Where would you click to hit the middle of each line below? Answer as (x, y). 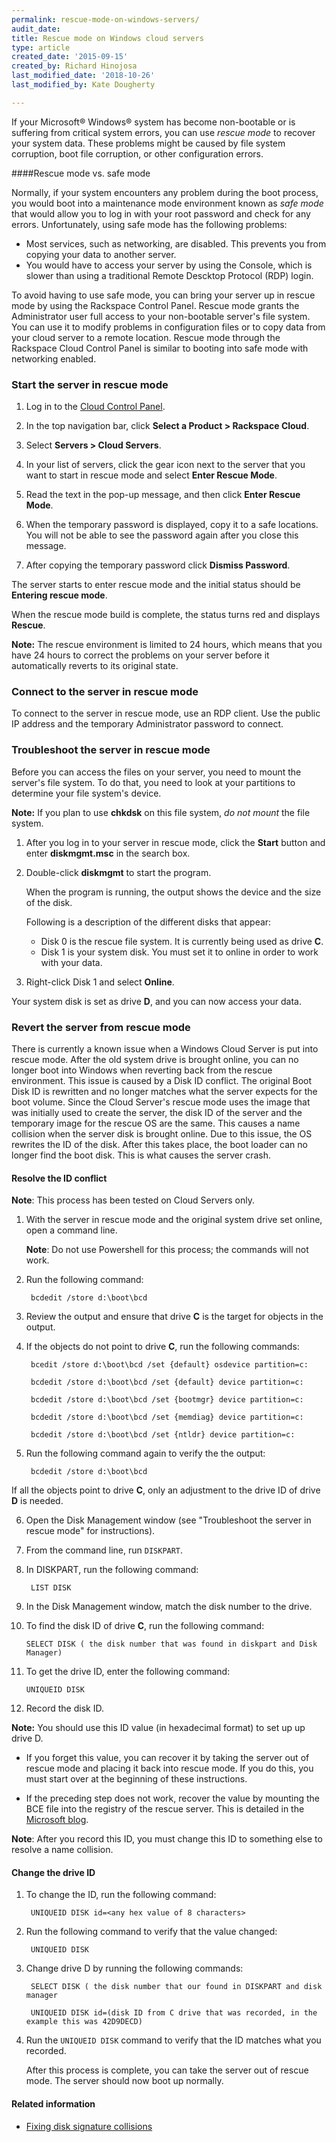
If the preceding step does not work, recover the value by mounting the (172, 1798)
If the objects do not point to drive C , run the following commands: (162, 1347)
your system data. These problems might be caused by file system (148, 143)
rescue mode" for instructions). (90, 1531)
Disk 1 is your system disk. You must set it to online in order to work (179, 952)
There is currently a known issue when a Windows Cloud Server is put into (165, 1048)
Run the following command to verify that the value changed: (151, 1932)
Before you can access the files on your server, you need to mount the (156, 772)
